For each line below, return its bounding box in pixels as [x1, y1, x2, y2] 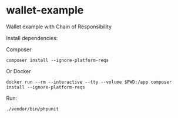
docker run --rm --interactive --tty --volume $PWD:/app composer [6, 79, 172, 85]
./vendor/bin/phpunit [6, 106, 59, 112]
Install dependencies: [6, 34, 58, 41]
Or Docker [6, 67, 31, 74]
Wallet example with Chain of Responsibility [6, 23, 112, 30]
